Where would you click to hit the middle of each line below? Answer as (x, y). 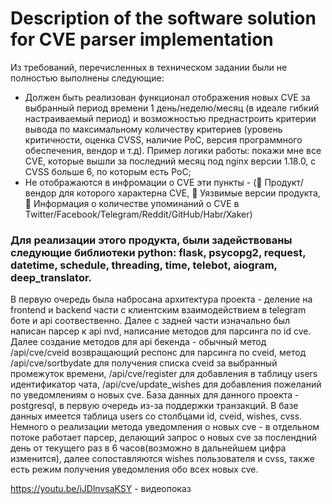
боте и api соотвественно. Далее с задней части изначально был (150, 321)
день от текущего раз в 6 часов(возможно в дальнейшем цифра (148, 448)
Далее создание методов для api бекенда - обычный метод (138, 342)
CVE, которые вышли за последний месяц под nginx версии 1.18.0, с (170, 161)
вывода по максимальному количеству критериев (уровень (153, 129)
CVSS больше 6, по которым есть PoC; (108, 171)
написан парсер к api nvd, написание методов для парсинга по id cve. (161, 331)
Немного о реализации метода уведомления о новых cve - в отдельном (165, 427)
